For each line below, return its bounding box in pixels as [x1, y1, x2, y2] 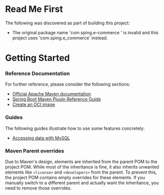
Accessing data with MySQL [12, 135, 70, 141]
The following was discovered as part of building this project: [5, 20, 130, 26]
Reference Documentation [5, 70, 70, 77]
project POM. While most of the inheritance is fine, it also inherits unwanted [5, 164, 160, 170]
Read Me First [5, 3, 63, 15]
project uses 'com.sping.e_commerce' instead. [12, 35, 108, 41]
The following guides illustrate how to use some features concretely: [5, 125, 145, 131]
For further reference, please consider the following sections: [5, 81, 130, 88]
